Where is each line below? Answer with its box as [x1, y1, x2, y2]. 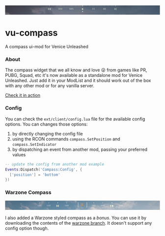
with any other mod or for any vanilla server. [5, 83, 95, 89]
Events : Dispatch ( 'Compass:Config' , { [5, 167, 82, 172]
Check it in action [5, 92, 41, 99]
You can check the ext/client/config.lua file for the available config [5, 116, 145, 122]
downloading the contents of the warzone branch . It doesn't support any [5, 220, 152, 226]
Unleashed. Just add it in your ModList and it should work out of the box [5, 77, 151, 84]
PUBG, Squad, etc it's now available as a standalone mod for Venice [5, 72, 143, 78]
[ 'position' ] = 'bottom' [9, 172, 60, 177]
